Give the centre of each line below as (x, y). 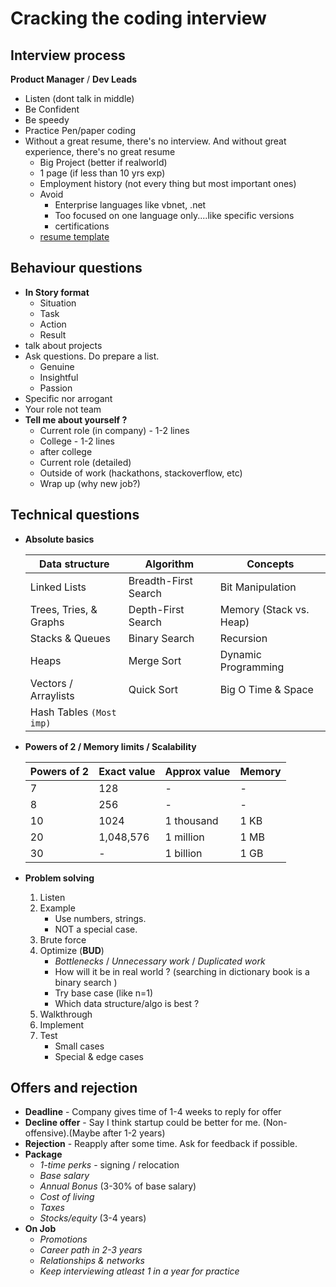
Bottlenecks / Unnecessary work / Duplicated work (160, 961)
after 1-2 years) (134, 1133)
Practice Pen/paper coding (80, 130)
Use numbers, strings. (100, 918)
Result (53, 334)
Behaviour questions (76, 268)
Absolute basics (59, 539)
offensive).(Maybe (62, 1133)
